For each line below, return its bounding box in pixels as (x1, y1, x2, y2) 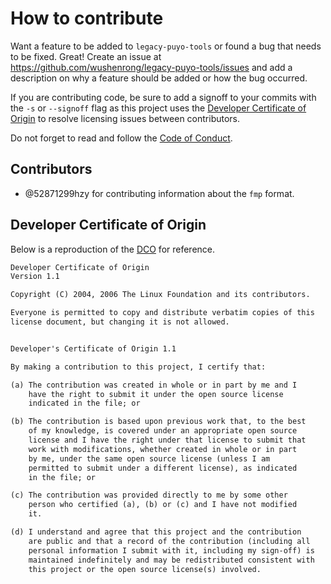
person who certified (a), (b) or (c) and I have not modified (28, 500, 298, 510)
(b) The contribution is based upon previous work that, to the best (10, 417, 307, 427)
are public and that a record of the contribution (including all (28, 536, 311, 546)
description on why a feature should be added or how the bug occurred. (10, 72, 308, 84)
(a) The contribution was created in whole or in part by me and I (10, 380, 298, 390)
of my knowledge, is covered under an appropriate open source (28, 426, 298, 436)
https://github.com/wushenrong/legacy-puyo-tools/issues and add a (10, 61, 293, 73)
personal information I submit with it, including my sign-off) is (28, 545, 315, 556)
